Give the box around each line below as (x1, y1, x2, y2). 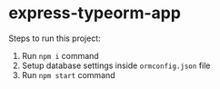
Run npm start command (21, 69, 115, 80)
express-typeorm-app (8, 3, 181, 24)
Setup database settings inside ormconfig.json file (21, 60, 211, 71)
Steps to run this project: (8, 33, 101, 44)
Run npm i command (21, 50, 99, 61)
